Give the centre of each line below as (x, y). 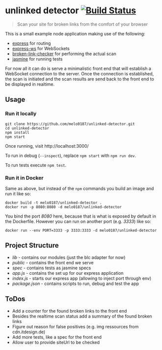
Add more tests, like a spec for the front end (57, 337)
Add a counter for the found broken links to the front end (69, 311)
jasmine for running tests (37, 59)
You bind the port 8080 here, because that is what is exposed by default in (81, 216)
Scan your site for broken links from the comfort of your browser (82, 24)
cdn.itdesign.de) (29, 332)
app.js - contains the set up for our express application (68, 273)
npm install (17, 132)
